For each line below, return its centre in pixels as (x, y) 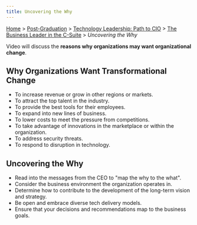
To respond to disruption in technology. (63, 145)
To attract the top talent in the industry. (62, 101)
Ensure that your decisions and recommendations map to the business (100, 209)
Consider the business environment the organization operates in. (93, 184)
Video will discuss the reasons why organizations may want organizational (99, 46)
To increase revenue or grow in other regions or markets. (84, 95)
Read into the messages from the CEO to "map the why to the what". (98, 178)
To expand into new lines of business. (60, 114)
